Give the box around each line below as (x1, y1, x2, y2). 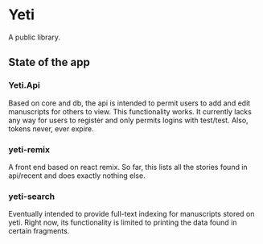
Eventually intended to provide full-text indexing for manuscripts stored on (8, 209, 255, 219)
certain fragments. (8, 226, 70, 236)
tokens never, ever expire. (8, 123, 94, 134)
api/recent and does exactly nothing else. (8, 171, 146, 180)
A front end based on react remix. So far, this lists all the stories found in (8, 162, 248, 172)
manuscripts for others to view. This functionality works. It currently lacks (8, 106, 252, 116)
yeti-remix (8, 143, 51, 155)
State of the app (8, 56, 90, 69)
